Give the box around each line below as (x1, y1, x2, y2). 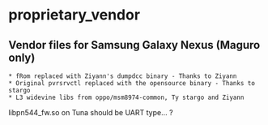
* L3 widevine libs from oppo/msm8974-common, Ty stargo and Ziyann (8, 93, 245, 101)
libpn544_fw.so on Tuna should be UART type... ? (8, 108, 173, 117)
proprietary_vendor (8, 6, 140, 24)
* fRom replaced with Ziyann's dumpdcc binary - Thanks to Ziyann (8, 72, 237, 80)
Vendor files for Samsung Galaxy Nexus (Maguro (8, 38, 261, 52)
